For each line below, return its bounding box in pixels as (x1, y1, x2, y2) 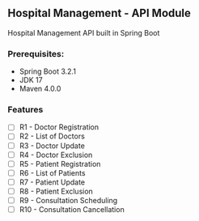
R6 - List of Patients (19, 168, 86, 177)
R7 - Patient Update (19, 177, 86, 187)
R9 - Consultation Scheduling (19, 195, 118, 205)
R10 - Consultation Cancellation (19, 204, 125, 214)
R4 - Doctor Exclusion (19, 150, 93, 159)
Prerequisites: (7, 48, 65, 59)
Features (7, 104, 44, 116)
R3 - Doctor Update (19, 141, 86, 151)
